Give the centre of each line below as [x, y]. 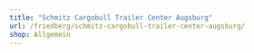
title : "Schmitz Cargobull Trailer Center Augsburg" [111, 18]
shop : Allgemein [40, 34]
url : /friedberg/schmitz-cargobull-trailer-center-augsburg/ [127, 26]
